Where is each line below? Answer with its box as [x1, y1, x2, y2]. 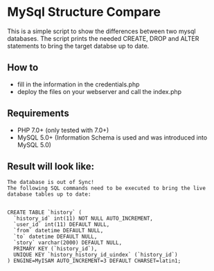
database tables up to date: [7, 191, 91, 198]
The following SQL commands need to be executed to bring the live [7, 185, 206, 192]
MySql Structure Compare [7, 4, 161, 20]
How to [7, 62, 39, 73]
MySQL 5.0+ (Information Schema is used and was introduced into [17, 133, 208, 142]
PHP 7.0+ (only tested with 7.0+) [17, 126, 109, 134]
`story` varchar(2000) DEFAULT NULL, [13, 239, 123, 246]
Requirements [7, 108, 69, 120]
